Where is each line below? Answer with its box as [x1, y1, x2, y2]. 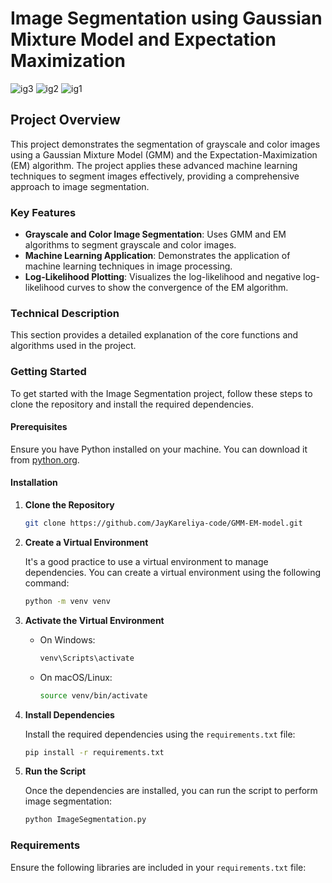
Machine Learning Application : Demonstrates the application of [24, 250, 291, 262]
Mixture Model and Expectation [10, 28, 277, 51]
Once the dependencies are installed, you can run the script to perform [24, 785, 318, 797]
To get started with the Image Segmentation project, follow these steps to [10, 387, 313, 399]
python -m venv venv [24, 596, 111, 606]
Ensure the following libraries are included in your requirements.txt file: [10, 861, 307, 873]
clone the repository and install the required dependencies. [10, 398, 254, 410]
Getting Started [10, 365, 87, 379]
